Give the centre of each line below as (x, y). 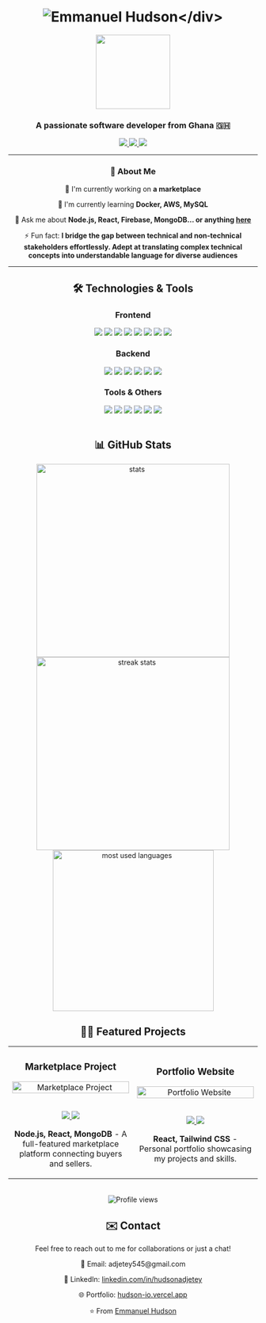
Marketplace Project (71, 1066)
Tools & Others (133, 392)
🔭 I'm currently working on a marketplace (133, 189)
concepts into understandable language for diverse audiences (133, 255)
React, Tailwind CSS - (196, 1139)
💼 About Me (133, 172)
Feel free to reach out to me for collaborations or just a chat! (133, 1249)
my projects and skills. (196, 1159)
